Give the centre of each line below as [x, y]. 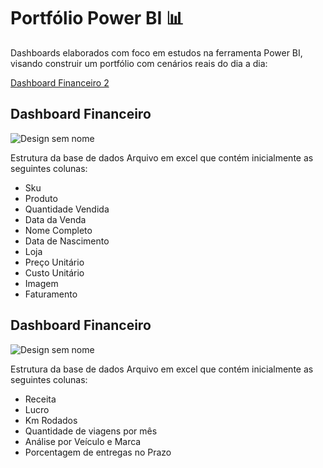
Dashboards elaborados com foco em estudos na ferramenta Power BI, [156, 52]
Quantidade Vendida [67, 209]
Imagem [41, 283]
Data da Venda [55, 219]
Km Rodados [51, 420]
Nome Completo [58, 230]
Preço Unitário [54, 262]
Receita [40, 399]
